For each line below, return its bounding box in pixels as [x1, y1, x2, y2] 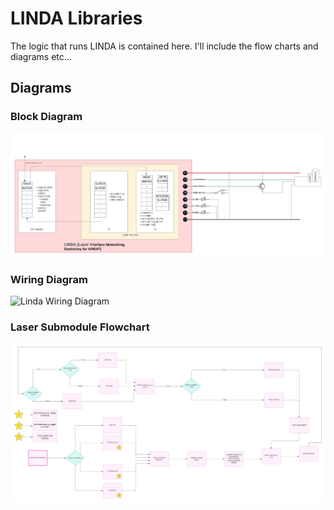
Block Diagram [10, 110, 83, 124]
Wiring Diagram [10, 272, 88, 286]
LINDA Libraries [10, 7, 143, 30]
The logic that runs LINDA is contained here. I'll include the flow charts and [10, 40, 319, 52]
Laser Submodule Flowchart [10, 320, 150, 334]
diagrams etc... [10, 50, 72, 62]
